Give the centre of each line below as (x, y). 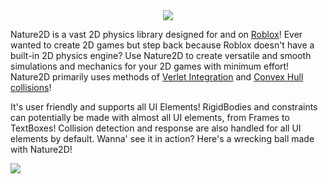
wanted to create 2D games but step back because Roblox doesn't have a (162, 45)
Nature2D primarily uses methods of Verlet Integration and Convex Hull (157, 77)
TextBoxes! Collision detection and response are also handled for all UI (156, 128)
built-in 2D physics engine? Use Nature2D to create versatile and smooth (161, 55)
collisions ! (31, 87)
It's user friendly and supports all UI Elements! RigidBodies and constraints (164, 107)
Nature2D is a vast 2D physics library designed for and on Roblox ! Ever (156, 34)
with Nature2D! (41, 149)
